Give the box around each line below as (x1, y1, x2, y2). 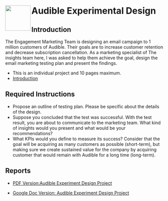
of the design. (12, 109, 42, 115)
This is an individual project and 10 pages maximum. (12, 70, 122, 76)
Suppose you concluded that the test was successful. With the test (12, 114, 152, 120)
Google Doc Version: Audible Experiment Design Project (12, 190, 130, 196)
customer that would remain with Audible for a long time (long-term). (12, 152, 156, 158)
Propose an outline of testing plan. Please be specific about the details (12, 103, 160, 109)
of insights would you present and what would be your (12, 125, 126, 131)
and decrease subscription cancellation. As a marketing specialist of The (5, 50, 157, 55)
